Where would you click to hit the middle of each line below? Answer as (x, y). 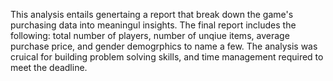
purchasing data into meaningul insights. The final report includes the (153, 25)
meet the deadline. (49, 67)
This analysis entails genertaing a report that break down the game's (152, 14)
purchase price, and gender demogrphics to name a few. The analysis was (164, 46)
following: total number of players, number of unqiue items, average (150, 35)
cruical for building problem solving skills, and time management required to (167, 57)
